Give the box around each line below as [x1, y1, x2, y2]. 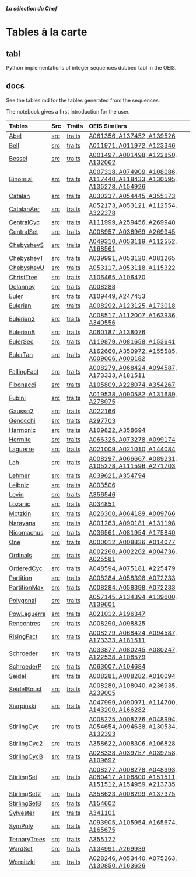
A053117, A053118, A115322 [88, 263, 176, 272]
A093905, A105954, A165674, [88, 818, 177, 826]
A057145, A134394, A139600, [88, 592, 177, 601]
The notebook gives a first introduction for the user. [6, 108, 130, 115]
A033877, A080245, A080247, [88, 645, 177, 653]
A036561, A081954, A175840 [88, 528, 176, 536]
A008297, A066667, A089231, [88, 454, 177, 463]
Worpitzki [9, 858, 36, 866]
